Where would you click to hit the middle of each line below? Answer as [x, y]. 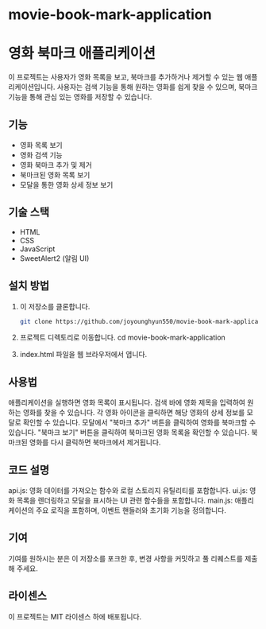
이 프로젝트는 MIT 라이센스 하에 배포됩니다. [75, 616]
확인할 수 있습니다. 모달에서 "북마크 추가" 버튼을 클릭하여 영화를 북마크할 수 [139, 422]
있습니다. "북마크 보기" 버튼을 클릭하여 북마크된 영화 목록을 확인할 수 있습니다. [129, 433]
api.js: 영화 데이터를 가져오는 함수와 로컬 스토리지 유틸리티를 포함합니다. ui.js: [128, 491]
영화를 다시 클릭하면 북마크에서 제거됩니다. [95, 442]
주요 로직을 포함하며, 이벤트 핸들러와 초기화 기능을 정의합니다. [131, 511]
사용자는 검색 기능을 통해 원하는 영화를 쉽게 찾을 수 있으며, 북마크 [157, 87]
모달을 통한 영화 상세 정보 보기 [66, 184]
